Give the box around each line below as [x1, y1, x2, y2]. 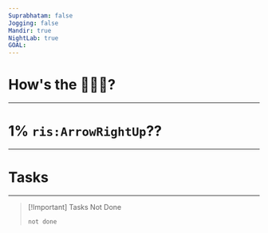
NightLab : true [8, 34, 59, 42]
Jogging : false [8, 19, 59, 27]
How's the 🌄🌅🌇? [8, 76, 116, 94]
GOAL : [8, 41, 26, 49]
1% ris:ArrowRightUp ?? [8, 122, 162, 140]
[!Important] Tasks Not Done [27, 202, 122, 211]
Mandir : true [8, 26, 52, 34]
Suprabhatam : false [8, 11, 73, 20]
